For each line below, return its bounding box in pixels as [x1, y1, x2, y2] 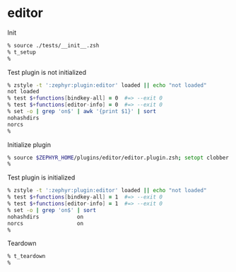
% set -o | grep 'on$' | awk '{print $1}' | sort [7, 108, 157, 115]
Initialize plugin [7, 140, 52, 149]
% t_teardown [7, 253, 46, 260]
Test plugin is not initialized [7, 68, 87, 76]
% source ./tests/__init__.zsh [7, 42, 100, 49]
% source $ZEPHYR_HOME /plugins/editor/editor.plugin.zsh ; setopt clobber [7, 154, 230, 161]
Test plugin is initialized [7, 173, 76, 182]
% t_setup [7, 48, 37, 56]
